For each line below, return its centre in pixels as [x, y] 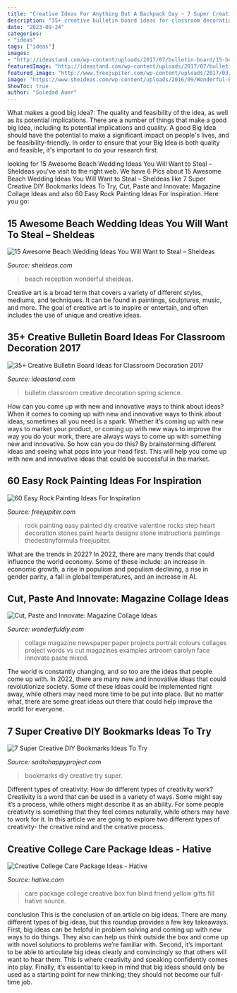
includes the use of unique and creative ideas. [74, 315]
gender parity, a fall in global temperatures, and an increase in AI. [102, 577]
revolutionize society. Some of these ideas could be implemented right [110, 687]
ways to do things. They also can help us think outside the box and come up [118, 937]
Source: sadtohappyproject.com [54, 762]
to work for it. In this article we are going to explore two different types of [114, 819]
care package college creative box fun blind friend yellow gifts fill [120, 893]
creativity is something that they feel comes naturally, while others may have [119, 812]
